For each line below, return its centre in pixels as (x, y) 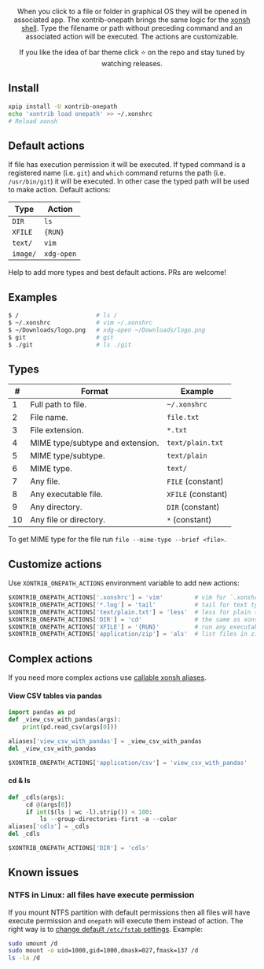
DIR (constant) (193, 507)
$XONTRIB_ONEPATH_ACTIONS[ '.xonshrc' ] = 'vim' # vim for (117, 598)
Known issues (44, 872)
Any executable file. (67, 494)
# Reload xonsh (33, 121)
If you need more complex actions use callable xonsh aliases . (107, 678)
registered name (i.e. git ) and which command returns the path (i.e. (117, 173)
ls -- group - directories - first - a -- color (108, 819)
